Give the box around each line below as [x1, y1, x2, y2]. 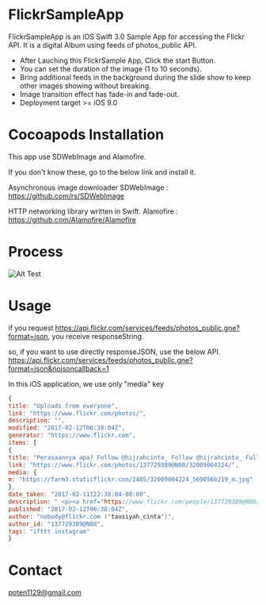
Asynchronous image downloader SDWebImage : [8, 183, 169, 192]
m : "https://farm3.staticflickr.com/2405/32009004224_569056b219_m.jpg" [8, 476, 253, 484]
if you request [8, 323, 54, 333]
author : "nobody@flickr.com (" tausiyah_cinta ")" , [8, 512, 176, 521]
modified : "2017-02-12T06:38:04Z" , [8, 424, 126, 432]
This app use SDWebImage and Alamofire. [8, 152, 146, 161]
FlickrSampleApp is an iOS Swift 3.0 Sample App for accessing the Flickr [8, 32, 245, 41]
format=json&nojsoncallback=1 [8, 364, 109, 373]
